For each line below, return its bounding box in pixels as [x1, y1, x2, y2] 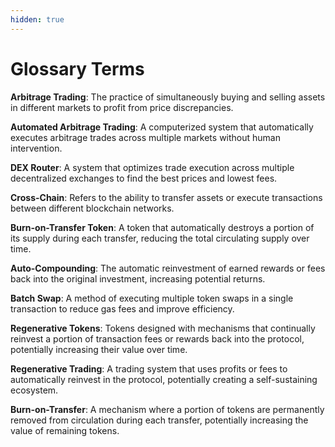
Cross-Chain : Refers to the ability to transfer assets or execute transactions [10, 191, 323, 203]
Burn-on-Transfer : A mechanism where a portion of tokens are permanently [10, 403, 325, 415]
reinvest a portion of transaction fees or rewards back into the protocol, [10, 332, 305, 345]
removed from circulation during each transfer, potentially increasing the [10, 414, 309, 426]
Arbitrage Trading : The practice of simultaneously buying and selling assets [10, 91, 326, 103]
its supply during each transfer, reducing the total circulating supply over [10, 232, 310, 244]
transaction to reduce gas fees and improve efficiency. [10, 302, 235, 315]
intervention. [10, 142, 63, 154]
